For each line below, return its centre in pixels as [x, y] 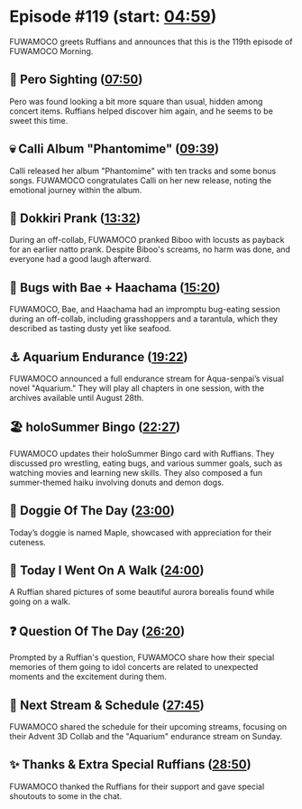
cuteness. [28, 542]
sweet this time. [39, 120]
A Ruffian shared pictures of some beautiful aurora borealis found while [142, 592]
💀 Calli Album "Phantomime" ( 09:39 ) [114, 149]
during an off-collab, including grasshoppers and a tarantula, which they [143, 319]
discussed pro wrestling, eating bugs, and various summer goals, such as [146, 463]
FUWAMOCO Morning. [51, 51]
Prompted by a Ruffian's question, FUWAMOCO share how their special [142, 657]
